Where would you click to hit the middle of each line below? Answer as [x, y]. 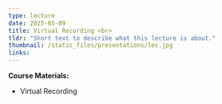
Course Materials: [39, 76]
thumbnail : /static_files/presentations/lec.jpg [91, 46]
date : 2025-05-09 [37, 23]
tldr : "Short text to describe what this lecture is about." [112, 38]
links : [19, 53]
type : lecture [32, 16]
